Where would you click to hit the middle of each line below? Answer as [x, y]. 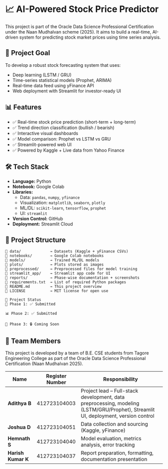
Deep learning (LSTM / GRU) [42, 75]
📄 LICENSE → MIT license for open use [57, 291]
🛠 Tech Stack [27, 166]
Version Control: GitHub [38, 219]
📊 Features [23, 107]
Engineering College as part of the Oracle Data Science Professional [75, 358]
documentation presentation [114, 459]
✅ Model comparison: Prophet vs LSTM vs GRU [61, 139]
